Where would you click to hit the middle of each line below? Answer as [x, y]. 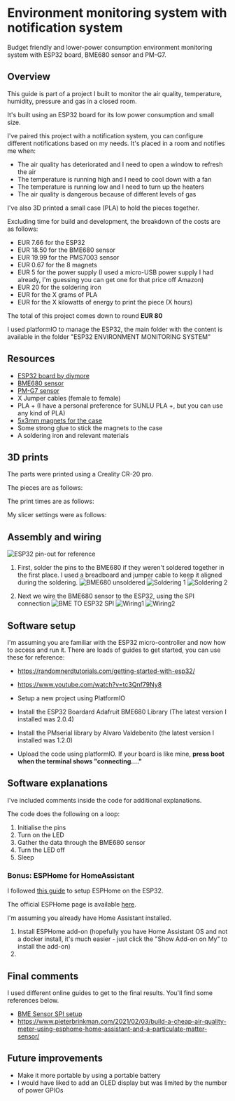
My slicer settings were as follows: [57, 515]
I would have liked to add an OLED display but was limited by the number [122, 1083]
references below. [33, 1000]
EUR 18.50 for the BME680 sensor [66, 250]
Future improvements [55, 1059]
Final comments [43, 976]
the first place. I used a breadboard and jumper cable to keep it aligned [120, 575]
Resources [31, 359]
